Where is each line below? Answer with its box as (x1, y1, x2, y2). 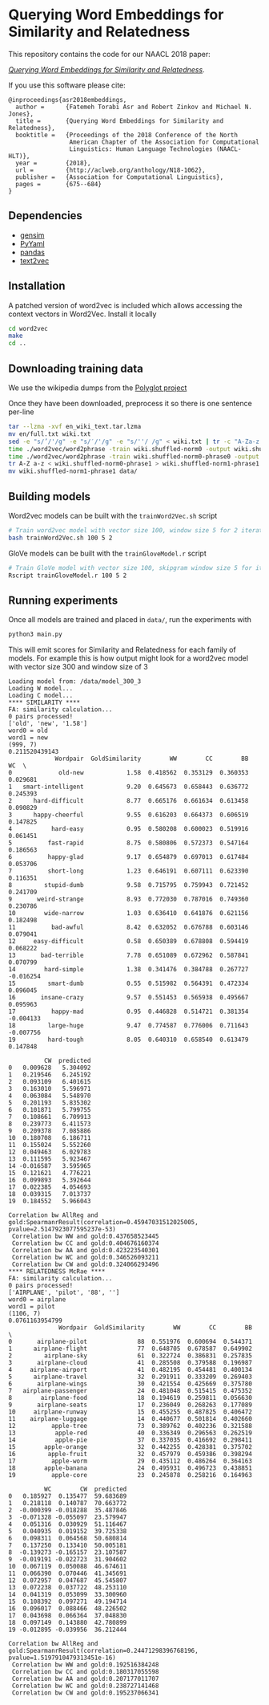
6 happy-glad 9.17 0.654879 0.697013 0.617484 (8, 853, 249, 861)
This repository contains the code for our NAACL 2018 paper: (8, 49, 211, 59)
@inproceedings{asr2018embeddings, (8, 96, 127, 104)
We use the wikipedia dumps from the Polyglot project (8, 383, 187, 393)
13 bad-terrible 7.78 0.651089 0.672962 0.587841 (8, 951, 249, 960)
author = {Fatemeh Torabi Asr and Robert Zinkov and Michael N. (15, 103, 252, 111)
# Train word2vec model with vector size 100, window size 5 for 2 (8, 526, 239, 535)
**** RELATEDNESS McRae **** (8, 1268, 106, 1276)
